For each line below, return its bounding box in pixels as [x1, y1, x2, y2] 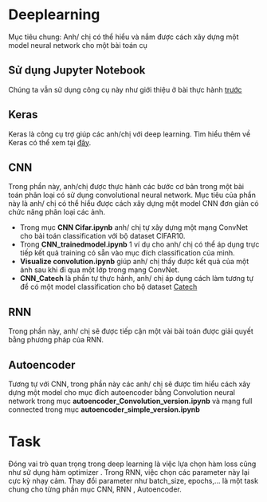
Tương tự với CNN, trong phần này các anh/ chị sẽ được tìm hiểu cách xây [8, 379, 251, 389]
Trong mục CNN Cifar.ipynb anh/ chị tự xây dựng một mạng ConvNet [19, 223, 249, 232]
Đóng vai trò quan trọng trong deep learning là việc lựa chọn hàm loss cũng [8, 459, 257, 468]
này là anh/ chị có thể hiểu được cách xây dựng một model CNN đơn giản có [8, 199, 259, 208]
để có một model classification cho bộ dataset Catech [19, 282, 198, 292]
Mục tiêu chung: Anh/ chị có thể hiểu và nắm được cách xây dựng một [8, 32, 239, 42]
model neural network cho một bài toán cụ [8, 40, 147, 49]
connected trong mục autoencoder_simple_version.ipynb [8, 405, 201, 414]
